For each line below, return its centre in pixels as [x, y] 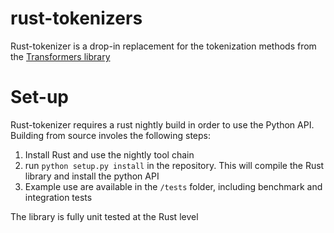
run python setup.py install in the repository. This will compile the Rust [174, 165]
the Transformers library [60, 56]
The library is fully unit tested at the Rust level [104, 216]
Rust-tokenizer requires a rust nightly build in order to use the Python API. [162, 124]
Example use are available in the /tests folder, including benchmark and [173, 186]
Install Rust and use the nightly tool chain [109, 154]
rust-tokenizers [76, 18]
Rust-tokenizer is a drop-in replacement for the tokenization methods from [163, 46]
